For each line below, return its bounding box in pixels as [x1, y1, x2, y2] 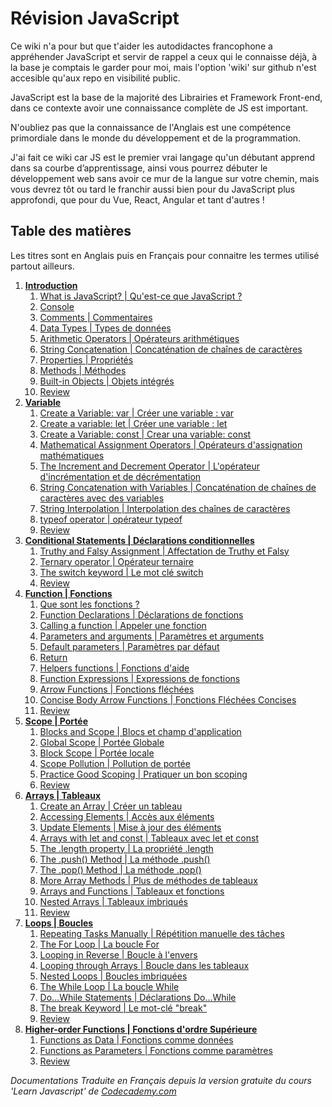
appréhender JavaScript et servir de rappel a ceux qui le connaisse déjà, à [10, 50, 318, 62]
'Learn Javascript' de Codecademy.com [10, 1085, 177, 1097]
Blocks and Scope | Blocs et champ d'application [39, 725, 242, 737]
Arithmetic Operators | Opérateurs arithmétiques [39, 332, 240, 344]
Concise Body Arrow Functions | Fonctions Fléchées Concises [39, 693, 297, 706]
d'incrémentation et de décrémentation [39, 470, 202, 482]
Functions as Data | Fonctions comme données [39, 1033, 234, 1046]
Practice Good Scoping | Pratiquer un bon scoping [39, 768, 248, 780]
